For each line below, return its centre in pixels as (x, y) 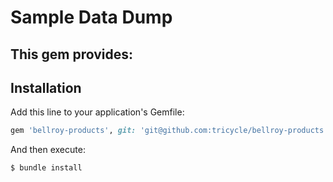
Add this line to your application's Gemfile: (97, 112)
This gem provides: (72, 54)
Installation (46, 87)
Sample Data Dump (91, 17)
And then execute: (48, 150)
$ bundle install (46, 168)
